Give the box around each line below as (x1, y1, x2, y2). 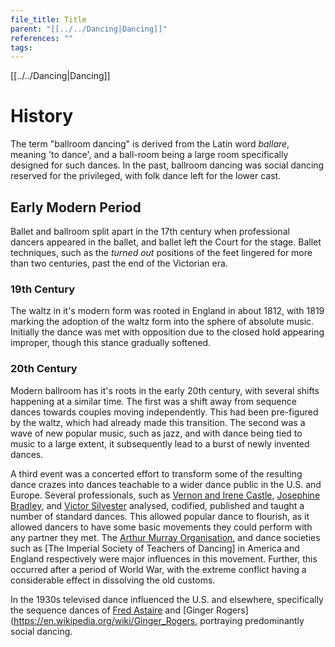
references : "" (10, 33, 74, 43)
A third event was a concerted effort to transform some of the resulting (10, 467, 303, 480)
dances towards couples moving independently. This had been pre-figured (10, 406, 319, 418)
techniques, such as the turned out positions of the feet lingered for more (10, 247, 313, 258)
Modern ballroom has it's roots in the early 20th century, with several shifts (10, 384, 320, 396)
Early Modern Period (10, 199, 142, 216)
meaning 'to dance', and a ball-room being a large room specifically (10, 149, 289, 161)
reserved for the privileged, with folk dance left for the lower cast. (10, 170, 282, 182)
